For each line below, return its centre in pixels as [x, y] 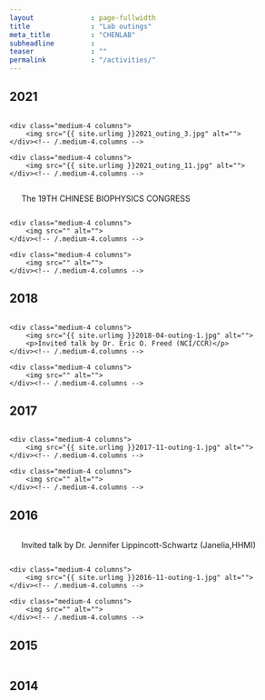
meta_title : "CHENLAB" [73, 35]
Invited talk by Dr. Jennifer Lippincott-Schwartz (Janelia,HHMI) [139, 545]
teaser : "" [58, 52]
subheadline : [52, 43]
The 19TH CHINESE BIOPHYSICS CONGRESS [106, 198]
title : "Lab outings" [81, 26]
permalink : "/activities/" [83, 60]
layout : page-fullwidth [83, 18]
